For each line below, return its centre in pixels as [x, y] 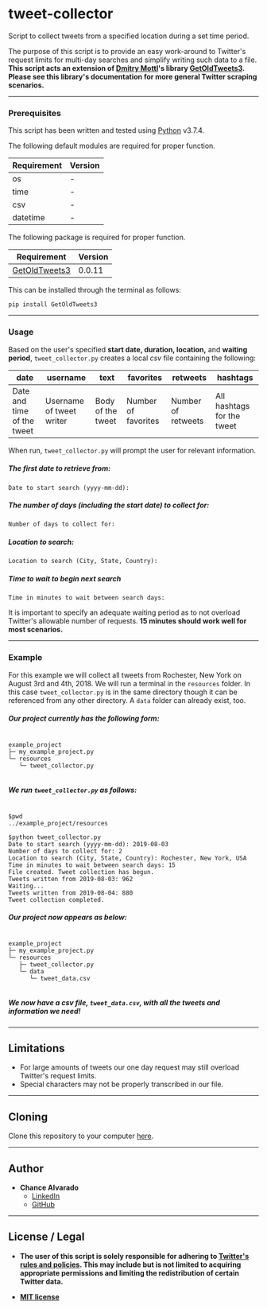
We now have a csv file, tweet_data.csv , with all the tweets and [114, 1003]
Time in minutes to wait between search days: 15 [92, 865]
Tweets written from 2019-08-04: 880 [71, 893]
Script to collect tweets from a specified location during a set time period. [129, 36]
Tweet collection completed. [56, 899]
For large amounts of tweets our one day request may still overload [130, 1067]
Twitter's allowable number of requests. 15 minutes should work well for [128, 621]
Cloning [28, 1117]
